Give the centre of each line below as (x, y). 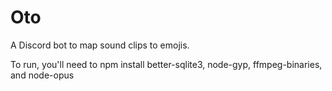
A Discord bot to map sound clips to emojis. (100, 45)
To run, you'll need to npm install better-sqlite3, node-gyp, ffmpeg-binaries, (166, 64)
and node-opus (42, 75)
